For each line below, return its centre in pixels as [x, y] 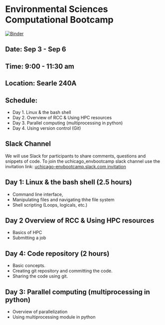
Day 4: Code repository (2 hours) [57, 253]
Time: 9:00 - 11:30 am [40, 66]
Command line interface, [38, 194]
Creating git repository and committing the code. [62, 271]
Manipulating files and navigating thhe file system [63, 199]
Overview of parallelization [40, 312]
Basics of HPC [27, 233]
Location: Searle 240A [41, 83]
